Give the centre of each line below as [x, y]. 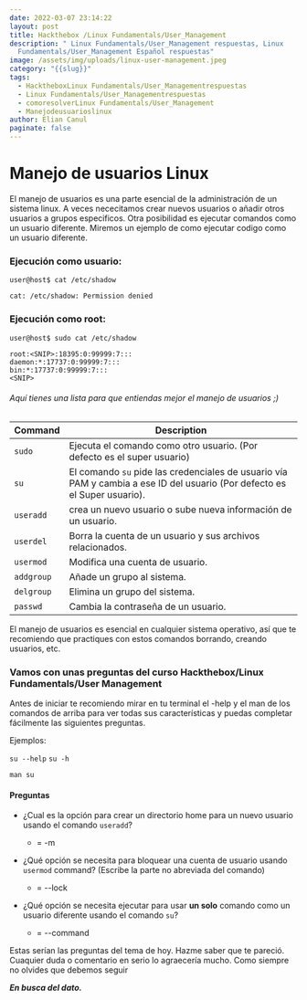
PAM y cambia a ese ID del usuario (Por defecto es [178, 483]
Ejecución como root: [58, 319]
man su [22, 775]
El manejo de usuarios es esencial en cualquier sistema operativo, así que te [153, 629]
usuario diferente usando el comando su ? [101, 915]
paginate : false [40, 129]
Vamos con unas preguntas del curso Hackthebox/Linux [137, 672]
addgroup [33, 577]
